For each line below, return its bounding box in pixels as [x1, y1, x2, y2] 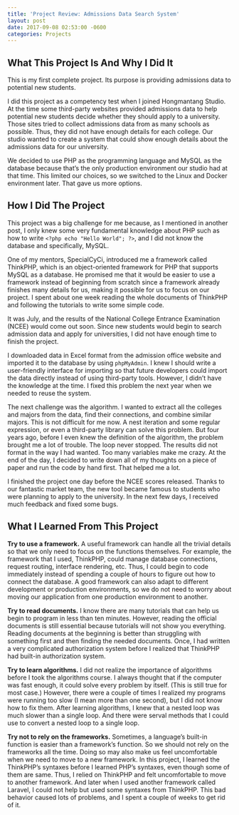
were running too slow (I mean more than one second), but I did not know [7, 696, 223, 704]
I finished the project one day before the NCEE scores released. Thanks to [7, 477, 225, 486]
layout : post [7, 17, 46, 24]
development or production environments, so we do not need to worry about [7, 585, 232, 593]
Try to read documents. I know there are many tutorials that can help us [7, 606, 219, 615]
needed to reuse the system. [7, 389, 92, 397]
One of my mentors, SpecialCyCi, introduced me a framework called [7, 255, 208, 264]
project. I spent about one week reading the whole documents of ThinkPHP [7, 293, 228, 302]
